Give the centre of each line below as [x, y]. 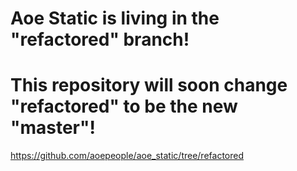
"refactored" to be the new [124, 106]
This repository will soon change [149, 85]
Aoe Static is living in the [115, 18]
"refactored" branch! [100, 39]
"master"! [53, 128]
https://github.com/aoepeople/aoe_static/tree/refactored [127, 156]
